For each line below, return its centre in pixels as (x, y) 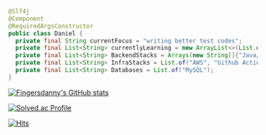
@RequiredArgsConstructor (51, 26)
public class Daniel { (46, 33)
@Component (26, 19)
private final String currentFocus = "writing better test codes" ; (129, 41)
